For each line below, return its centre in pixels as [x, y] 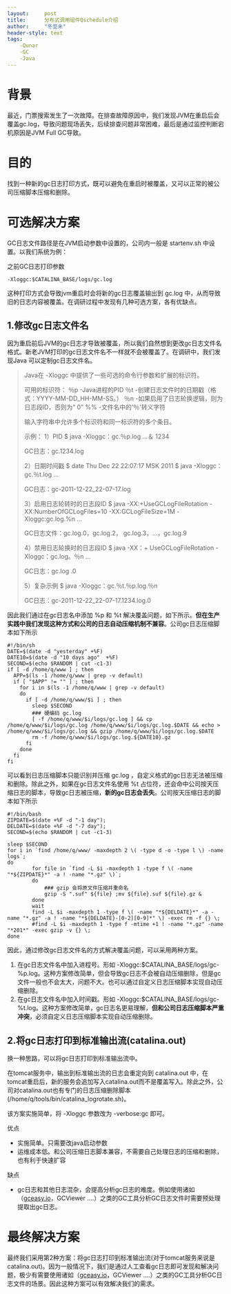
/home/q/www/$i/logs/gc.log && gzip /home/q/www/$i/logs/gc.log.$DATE [111, 732]
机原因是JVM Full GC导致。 [46, 133]
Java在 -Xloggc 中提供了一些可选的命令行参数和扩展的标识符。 [113, 375]
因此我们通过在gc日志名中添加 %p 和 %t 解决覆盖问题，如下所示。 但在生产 [113, 615]
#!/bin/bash [24, 814]
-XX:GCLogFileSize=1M [142, 512]
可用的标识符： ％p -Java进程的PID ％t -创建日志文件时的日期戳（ [117, 390]
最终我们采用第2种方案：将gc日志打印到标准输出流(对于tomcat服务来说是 [111, 1258]
